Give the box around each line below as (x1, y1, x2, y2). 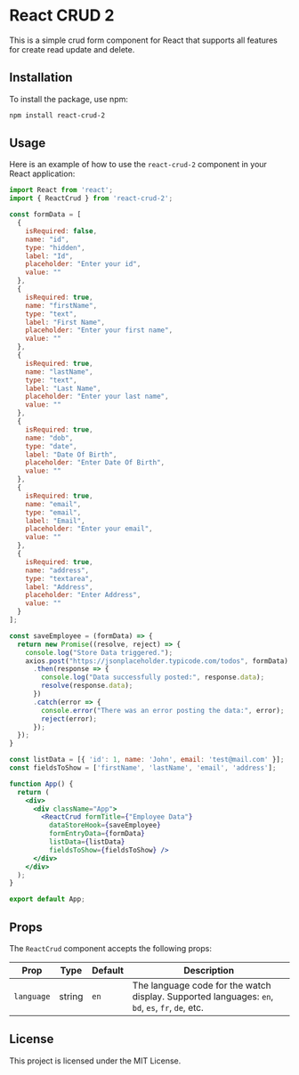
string (59, 990, 84, 1002)
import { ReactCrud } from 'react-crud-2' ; (9, 194, 174, 203)
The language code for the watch (132, 980, 271, 991)
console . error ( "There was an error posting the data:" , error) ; (41, 706, 285, 715)
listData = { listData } (48, 837, 125, 846)
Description (183, 965, 234, 976)
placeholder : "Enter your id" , (25, 260, 141, 269)
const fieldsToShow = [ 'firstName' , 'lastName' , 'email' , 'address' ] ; (9, 764, 277, 772)
